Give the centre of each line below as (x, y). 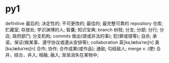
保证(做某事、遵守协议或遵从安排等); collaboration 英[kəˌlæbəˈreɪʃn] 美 (87, 42)
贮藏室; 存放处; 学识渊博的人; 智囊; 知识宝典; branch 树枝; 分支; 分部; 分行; (82, 29)
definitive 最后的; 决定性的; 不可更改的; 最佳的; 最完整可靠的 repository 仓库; (84, 23)
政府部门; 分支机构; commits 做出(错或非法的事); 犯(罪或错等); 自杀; (82, 36)
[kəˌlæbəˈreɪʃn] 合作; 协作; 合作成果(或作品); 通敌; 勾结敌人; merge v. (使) (80, 48)
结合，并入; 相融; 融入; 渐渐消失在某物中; (56, 55)
